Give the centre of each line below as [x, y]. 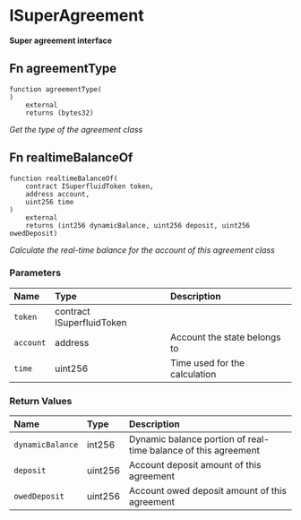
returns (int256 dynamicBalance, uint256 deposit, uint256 [138, 225]
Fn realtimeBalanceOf [71, 158]
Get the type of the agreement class [76, 129]
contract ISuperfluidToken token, [90, 186]
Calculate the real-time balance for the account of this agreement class [142, 250]
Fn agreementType [63, 69]
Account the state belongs [225, 337]
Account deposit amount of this [195, 465]
